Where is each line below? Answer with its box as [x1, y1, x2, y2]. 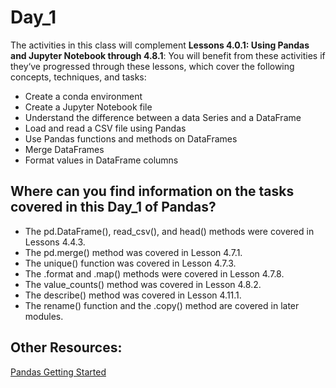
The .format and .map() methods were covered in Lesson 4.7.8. [24, 267, 285, 280]
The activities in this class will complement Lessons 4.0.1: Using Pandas [10, 39, 310, 51]
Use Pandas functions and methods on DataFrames [24, 132, 238, 145]
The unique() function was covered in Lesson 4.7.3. [24, 257, 237, 269]
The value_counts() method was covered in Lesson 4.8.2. [24, 278, 262, 290]
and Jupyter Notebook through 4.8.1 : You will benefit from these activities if [10, 49, 326, 61]
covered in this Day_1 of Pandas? [10, 199, 217, 216]
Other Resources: [10, 339, 123, 356]
